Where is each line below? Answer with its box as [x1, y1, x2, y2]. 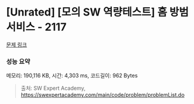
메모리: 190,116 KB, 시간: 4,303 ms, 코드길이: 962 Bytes [6, 72, 138, 79]
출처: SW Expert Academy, [20, 84, 86, 92]
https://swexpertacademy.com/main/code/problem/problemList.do [20, 92, 185, 99]
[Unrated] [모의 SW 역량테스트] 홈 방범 [6, 5, 189, 19]
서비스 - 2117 [6, 20, 67, 34]
